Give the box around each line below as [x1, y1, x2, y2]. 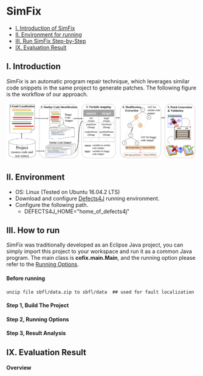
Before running [6, 275, 46, 282]
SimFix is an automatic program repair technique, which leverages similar [6, 77, 190, 85]
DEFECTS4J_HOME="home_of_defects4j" [24, 207, 129, 215]
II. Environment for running [15, 30, 82, 38]
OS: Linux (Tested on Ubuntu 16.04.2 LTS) [15, 188, 120, 195]
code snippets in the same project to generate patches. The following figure [6, 84, 196, 91]
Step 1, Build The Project [6, 302, 69, 309]
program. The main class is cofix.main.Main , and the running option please [6, 254, 196, 262]
